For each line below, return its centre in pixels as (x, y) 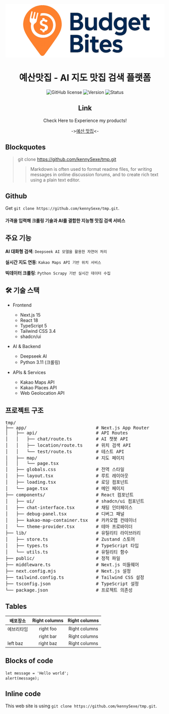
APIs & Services (29, 372)
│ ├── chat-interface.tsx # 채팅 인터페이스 (69, 508)
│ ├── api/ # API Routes (67, 433)
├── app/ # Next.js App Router (77, 428)
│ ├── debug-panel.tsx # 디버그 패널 (65, 514)
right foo (48, 629)
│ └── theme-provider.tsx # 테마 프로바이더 (69, 527)
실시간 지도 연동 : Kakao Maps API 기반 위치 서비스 (53, 262)
